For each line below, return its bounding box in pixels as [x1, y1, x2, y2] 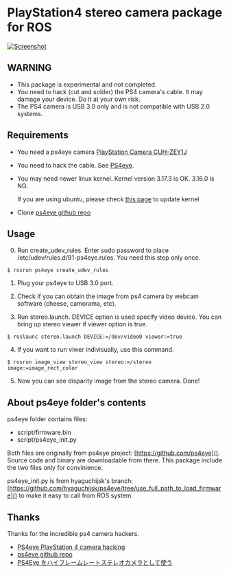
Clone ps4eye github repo [16, 208, 91, 216]
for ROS [7, 19, 53, 35]
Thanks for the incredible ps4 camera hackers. [7, 530, 139, 537]
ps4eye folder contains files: [7, 415, 88, 423]
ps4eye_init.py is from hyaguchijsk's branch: [7, 477, 134, 485]
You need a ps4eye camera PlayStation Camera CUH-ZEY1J [16, 148, 187, 156]
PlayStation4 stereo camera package [7, 5, 223, 21]
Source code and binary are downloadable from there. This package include [7, 456, 223, 464]
